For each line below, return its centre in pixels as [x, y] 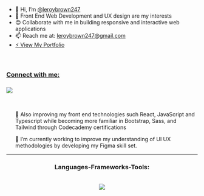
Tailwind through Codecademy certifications [70, 127]
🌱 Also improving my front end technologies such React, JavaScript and [105, 114]
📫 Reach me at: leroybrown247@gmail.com [70, 36]
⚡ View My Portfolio [40, 45]
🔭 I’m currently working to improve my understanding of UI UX [93, 139]
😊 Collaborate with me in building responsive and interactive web [97, 22]
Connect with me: [33, 74]
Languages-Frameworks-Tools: [102, 167]
